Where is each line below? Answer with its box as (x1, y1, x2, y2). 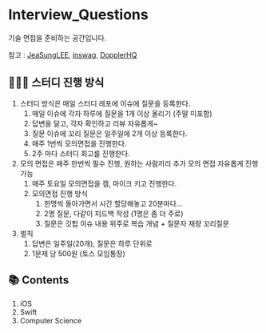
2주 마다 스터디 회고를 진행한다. (31, 148, 130, 158)
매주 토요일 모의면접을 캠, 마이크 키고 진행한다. (31, 179, 177, 188)
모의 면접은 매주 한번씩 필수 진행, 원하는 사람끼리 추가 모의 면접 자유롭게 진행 (19, 158, 259, 168)
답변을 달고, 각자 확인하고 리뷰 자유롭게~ (31, 118, 158, 128)
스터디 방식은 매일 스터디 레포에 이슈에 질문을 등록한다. (19, 98, 191, 108)
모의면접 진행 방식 (31, 188, 88, 198)
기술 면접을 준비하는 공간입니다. (8, 33, 107, 42)
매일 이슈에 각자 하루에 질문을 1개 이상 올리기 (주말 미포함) (31, 108, 213, 118)
